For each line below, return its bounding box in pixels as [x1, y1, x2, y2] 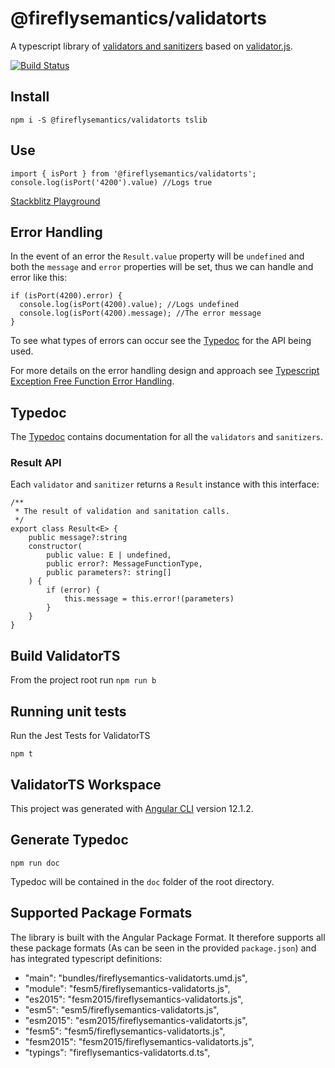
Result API [10, 456, 62, 470]
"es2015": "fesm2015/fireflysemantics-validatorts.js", [24, 993, 244, 1005]
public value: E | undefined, [46, 550, 172, 561]
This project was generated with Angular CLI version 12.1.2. [10, 802, 254, 814]
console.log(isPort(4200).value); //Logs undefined [19, 300, 240, 310]
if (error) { [46, 585, 101, 596]
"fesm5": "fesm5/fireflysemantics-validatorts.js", [24, 1025, 226, 1037]
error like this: [10, 272, 68, 284]
